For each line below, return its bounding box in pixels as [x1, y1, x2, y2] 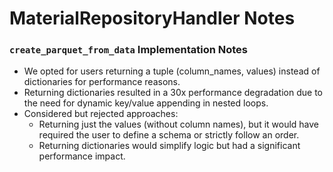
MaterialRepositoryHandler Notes [9, 7, 296, 30]
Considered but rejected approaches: [23, 108, 179, 120]
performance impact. [38, 150, 126, 162]
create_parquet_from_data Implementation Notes [9, 43, 249, 57]
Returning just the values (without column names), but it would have [38, 118, 320, 131]
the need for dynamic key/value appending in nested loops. [23, 97, 269, 109]
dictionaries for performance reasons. [23, 76, 181, 88]
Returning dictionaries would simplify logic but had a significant [38, 140, 301, 152]
